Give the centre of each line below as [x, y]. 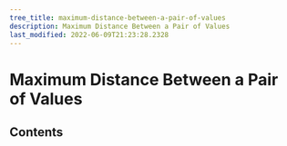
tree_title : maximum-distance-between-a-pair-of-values [118, 18]
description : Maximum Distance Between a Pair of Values [120, 26]
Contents [36, 132]
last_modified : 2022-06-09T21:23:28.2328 [89, 34]
